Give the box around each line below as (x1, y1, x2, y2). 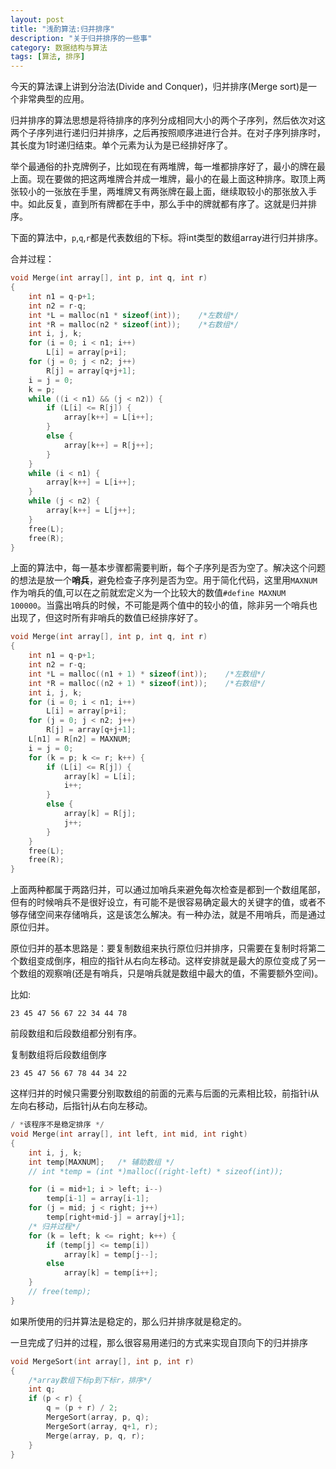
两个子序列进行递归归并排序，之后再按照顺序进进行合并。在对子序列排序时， (10, 127, 326, 139)
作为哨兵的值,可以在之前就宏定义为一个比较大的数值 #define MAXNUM (10, 587, 287, 599)
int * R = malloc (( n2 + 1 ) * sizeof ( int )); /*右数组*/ (28, 678, 267, 688)
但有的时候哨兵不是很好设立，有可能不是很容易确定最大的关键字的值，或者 (10, 896, 317, 908)
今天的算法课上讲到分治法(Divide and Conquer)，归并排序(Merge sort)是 (10, 81, 309, 93)
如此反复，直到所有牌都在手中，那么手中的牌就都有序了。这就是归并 (27, 198, 308, 210)
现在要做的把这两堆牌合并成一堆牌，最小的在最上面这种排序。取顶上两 (36, 173, 326, 185)
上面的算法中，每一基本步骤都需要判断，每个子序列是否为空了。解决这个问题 (10, 562, 326, 574)
